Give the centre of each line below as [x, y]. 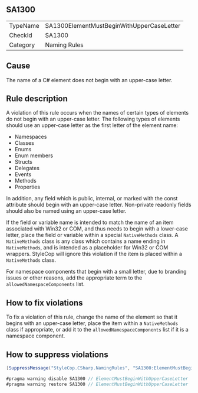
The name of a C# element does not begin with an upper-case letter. [89, 80]
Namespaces [31, 137]
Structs [23, 162]
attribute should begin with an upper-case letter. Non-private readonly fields [99, 205]
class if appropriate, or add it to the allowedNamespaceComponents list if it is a [97, 330]
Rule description [37, 99]
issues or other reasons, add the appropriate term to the [74, 278]
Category [22, 45]
